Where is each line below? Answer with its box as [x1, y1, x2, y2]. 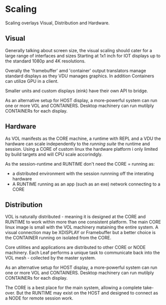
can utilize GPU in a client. [5, 78, 58, 84]
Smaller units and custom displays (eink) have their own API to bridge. [5, 88, 148, 94]
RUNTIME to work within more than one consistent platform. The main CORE [5, 219, 161, 225]
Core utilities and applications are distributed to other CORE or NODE [5, 244, 146, 250]
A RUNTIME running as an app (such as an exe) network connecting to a [12, 181, 161, 187]
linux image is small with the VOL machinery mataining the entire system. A [5, 224, 159, 230]
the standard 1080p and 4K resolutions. [5, 58, 86, 64]
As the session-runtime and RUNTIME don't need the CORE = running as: [5, 161, 155, 167]
